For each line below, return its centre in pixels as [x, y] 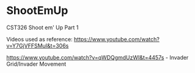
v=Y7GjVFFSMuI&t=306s [38, 46]
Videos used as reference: [39, 39]
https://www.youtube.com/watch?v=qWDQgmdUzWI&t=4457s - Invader [97, 57]
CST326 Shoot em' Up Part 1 [42, 27]
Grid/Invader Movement [36, 64]
